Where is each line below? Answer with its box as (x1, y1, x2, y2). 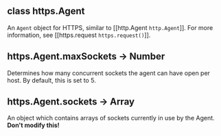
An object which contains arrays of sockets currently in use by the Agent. (7, 114, 215, 122)
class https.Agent (7, 5, 85, 17)
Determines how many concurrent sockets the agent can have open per (7, 68, 211, 77)
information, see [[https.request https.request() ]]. (7, 31, 151, 39)
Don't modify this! (7, 121, 60, 129)
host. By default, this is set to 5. (7, 76, 96, 84)
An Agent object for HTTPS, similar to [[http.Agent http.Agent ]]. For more (7, 23, 213, 31)
